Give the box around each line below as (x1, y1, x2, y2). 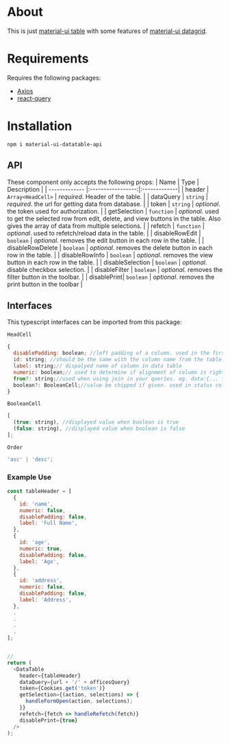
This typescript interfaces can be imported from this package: (7, 318, 183, 326)
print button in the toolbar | (7, 279, 84, 288)
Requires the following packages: (7, 73, 101, 82)
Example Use (7, 472, 52, 481)
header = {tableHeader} (19, 672, 81, 679)
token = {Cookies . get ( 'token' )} (19, 685, 106, 692)
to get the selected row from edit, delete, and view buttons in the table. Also (7, 214, 221, 222)
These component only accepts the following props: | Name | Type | (7, 178, 200, 186)
